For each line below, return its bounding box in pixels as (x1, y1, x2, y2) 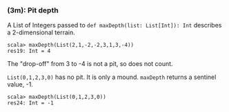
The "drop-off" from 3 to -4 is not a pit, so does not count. (7, 60, 174, 68)
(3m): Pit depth (7, 5, 59, 15)
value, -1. (7, 80, 33, 89)
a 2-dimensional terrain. (7, 28, 75, 36)
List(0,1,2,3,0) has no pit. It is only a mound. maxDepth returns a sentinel (7, 73, 217, 81)
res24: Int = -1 (7, 100, 54, 107)
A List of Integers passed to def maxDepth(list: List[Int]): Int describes (7, 21, 222, 30)
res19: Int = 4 (7, 47, 51, 55)
